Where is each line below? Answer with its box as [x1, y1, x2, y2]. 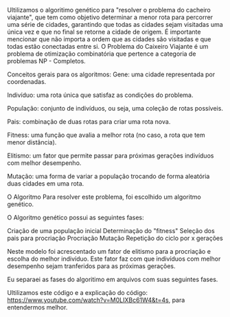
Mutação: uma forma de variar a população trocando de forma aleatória [7, 172, 210, 180]
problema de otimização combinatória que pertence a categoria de [7, 50, 196, 58]
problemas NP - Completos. [7, 57, 86, 65]
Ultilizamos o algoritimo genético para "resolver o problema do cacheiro [7, 6, 211, 14]
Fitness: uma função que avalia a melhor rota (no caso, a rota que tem [7, 131, 206, 139]
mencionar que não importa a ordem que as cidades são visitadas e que [7, 35, 211, 43]
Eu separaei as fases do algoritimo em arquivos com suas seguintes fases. [7, 275, 218, 283]
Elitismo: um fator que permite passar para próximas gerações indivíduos [7, 151, 214, 160]
